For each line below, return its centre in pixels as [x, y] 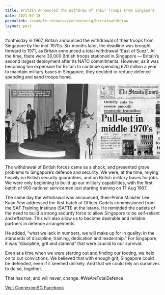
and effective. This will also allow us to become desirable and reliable [75, 218]
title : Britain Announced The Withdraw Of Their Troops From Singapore [80, 10]
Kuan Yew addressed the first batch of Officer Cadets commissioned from [80, 203]
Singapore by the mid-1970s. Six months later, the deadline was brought [78, 46]
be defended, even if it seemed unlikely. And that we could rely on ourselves [82, 264]
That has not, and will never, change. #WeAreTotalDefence [64, 278]
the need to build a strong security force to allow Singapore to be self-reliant [82, 213]
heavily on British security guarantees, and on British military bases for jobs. [82, 178]
